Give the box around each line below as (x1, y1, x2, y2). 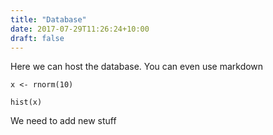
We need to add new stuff (10, 115, 117, 127)
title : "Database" (10, 14, 87, 25)
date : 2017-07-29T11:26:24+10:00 (10, 24, 150, 34)
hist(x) (10, 97, 43, 108)
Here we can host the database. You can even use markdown (10, 61, 264, 73)
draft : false (10, 33, 65, 43)
